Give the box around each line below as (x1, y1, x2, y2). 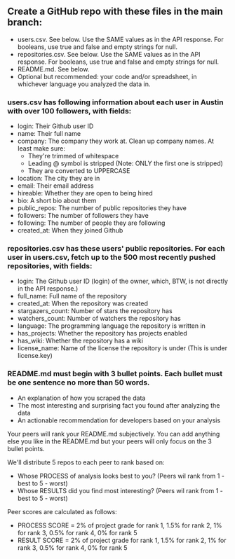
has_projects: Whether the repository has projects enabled (17, 329, 187, 338)
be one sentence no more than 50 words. (7, 378, 150, 387)
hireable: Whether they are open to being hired (17, 189, 153, 198)
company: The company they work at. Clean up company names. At (17, 137, 214, 146)
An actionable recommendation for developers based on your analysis (17, 416, 221, 425)
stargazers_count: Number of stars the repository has (17, 307, 173, 315)
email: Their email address (17, 181, 94, 190)
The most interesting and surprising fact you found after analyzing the (17, 401, 220, 409)
